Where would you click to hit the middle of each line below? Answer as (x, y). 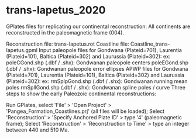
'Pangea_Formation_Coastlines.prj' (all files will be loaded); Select (85, 111)
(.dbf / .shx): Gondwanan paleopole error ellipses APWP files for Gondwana (97, 68)
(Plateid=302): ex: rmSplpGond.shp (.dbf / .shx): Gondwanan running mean (97, 81)
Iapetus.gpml (22, 50)
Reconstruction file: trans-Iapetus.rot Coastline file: (68, 44)
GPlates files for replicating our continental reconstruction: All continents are (98, 26)
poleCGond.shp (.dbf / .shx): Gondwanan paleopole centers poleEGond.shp (97, 63)
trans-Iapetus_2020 (56, 10)
